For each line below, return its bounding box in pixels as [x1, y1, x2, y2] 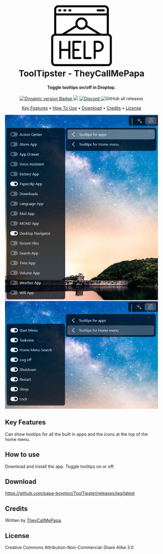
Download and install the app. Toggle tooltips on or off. [5, 463, 115, 469]
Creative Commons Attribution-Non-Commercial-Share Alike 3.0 [5, 544, 134, 550]
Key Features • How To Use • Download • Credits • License [21, 105, 142, 111]
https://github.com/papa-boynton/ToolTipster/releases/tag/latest [5, 490, 135, 496]
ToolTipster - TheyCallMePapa [18, 68, 145, 79]
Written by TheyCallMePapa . [5, 517, 62, 523]
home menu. [5, 436, 31, 442]
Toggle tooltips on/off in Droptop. [47, 84, 116, 90]
